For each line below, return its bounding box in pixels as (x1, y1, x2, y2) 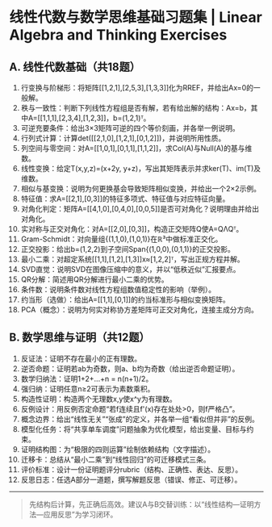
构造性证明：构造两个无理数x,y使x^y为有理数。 (20, 394, 177, 404)
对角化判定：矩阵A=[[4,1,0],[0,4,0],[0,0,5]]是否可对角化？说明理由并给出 (20, 204, 259, 213)
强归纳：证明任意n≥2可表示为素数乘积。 (20, 383, 155, 393)
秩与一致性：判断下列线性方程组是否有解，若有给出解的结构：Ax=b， (20, 103, 251, 112)
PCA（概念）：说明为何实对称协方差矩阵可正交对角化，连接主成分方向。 (20, 305, 259, 314)
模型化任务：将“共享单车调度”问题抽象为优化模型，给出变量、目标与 (20, 424, 247, 433)
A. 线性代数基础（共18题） (9, 60, 140, 73)
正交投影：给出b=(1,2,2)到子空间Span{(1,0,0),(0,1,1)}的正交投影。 (20, 245, 235, 253)
